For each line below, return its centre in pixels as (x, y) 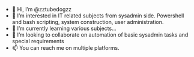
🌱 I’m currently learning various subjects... (64, 28)
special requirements (38, 41)
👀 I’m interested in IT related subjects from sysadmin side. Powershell (98, 16)
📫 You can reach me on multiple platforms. (66, 48)
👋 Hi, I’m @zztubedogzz (42, 9)
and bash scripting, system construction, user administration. (88, 22)
